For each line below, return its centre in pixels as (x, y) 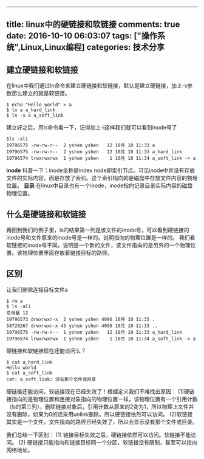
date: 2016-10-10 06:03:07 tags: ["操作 (82, 36)
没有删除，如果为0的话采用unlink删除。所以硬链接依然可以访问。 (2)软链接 (100, 414)
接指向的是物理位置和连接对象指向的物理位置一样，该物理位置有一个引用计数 (102, 399)
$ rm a (15, 301)
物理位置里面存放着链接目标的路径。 (67, 253)
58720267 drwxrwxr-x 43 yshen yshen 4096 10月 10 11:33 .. (82, 326)
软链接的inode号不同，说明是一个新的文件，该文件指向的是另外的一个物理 (98, 245)
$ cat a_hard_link (29, 362)
